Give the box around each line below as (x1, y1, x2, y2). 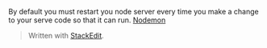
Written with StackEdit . (27, 31, 105, 40)
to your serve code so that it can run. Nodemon (8, 15, 166, 25)
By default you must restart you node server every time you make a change (8, 7, 260, 16)
